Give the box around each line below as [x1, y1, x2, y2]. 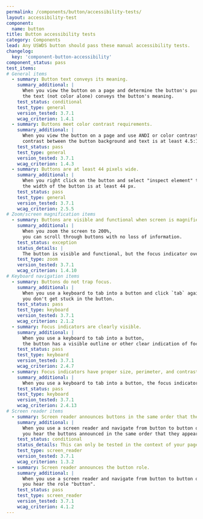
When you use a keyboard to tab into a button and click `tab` [22, 290, 185, 296]
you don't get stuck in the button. [22, 296, 115, 302]
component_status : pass [6, 59, 66, 65]
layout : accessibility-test [6, 15, 77, 21]
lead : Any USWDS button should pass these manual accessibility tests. [6, 43, 190, 49]
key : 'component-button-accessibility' [11, 54, 112, 60]
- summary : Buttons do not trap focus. [11, 279, 112, 285]
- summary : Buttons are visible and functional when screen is [11, 217, 174, 223]
